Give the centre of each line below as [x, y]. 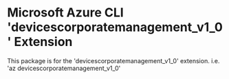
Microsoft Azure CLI [65, 13]
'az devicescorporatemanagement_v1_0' [64, 68]
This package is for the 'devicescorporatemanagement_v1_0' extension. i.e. [113, 60]
